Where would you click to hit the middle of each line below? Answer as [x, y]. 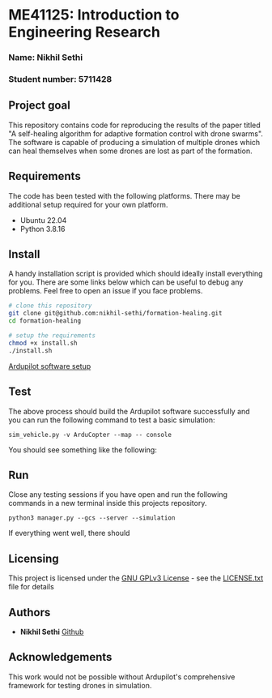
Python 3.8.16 [42, 229]
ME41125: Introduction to [94, 15]
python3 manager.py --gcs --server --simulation [92, 518]
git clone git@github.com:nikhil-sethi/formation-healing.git [115, 314]
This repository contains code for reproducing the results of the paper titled [134, 125]
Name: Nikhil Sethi [46, 58]
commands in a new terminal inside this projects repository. [108, 503]
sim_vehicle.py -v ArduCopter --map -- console [90, 435]
